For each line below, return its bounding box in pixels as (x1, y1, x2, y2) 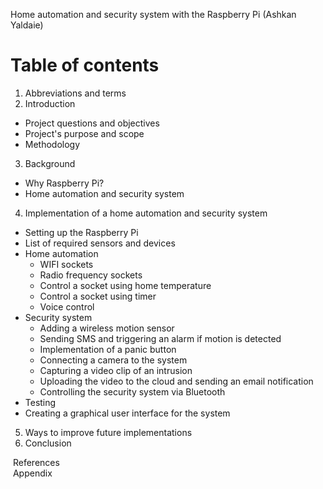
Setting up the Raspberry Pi (24, 226, 139, 238)
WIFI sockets (39, 258, 94, 270)
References (12, 456, 60, 468)
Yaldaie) (10, 19, 44, 31)
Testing (24, 396, 57, 408)
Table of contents (10, 54, 160, 77)
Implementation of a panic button (39, 343, 177, 355)
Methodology (24, 138, 81, 150)
